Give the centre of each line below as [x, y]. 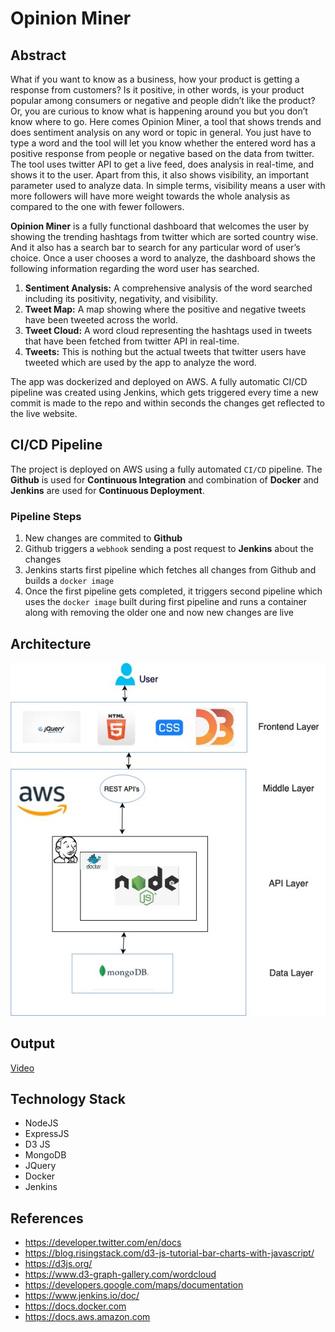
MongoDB [45, 1155]
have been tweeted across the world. [101, 320]
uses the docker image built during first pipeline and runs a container [166, 602]
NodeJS [41, 1123]
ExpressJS [47, 1134]
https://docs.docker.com [75, 1306]
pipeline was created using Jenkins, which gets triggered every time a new [164, 392]
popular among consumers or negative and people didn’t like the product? [163, 100]
